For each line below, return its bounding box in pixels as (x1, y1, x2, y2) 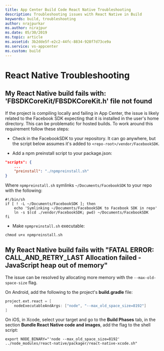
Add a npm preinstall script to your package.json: (12, 150, 112, 156)
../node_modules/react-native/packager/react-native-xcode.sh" (5, 341, 138, 346)
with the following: (5, 188, 43, 193)
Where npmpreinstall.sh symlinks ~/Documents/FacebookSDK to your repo (5, 182, 152, 188)
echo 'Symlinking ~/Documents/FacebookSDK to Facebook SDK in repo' (14, 206, 158, 211)
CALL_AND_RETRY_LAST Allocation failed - (5, 253, 141, 262)
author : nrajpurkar (5, 21, 45, 26)
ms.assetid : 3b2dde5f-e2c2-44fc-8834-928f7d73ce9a (5, 39, 111, 44)
